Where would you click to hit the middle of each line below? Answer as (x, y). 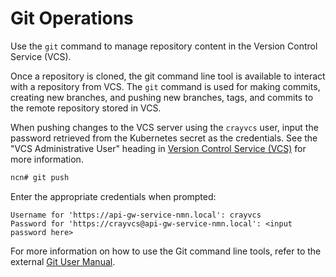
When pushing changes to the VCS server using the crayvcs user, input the (164, 127)
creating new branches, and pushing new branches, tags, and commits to (162, 97)
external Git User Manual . (63, 261)
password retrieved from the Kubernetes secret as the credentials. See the (164, 138)
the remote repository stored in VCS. (86, 108)
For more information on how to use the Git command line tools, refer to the (166, 251)
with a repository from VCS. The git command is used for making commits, (165, 86)
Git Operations (72, 18)
